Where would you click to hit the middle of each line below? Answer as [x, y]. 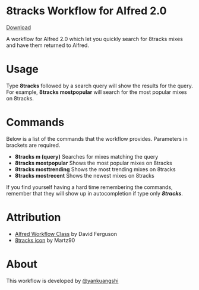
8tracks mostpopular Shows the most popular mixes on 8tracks [93, 163]
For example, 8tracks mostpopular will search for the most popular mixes [97, 92]
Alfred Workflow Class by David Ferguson [66, 234]
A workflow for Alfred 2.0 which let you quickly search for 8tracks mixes [94, 39]
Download [19, 27]
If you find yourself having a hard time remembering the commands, [90, 187]
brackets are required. [33, 145]
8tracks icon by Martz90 [45, 240]
